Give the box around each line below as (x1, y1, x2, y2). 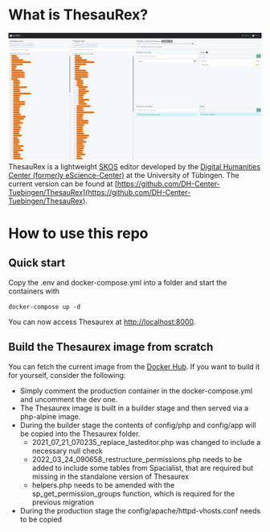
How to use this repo (8, 224, 149, 243)
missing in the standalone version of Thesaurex (31, 472, 189, 481)
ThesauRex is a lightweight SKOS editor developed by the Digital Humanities (8, 161, 261, 171)
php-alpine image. (19, 411, 81, 421)
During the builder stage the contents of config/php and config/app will (19, 420, 256, 430)
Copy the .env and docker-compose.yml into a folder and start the (8, 277, 227, 287)
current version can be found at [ (8, 179, 118, 189)
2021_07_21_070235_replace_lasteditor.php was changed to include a (31, 437, 261, 447)
